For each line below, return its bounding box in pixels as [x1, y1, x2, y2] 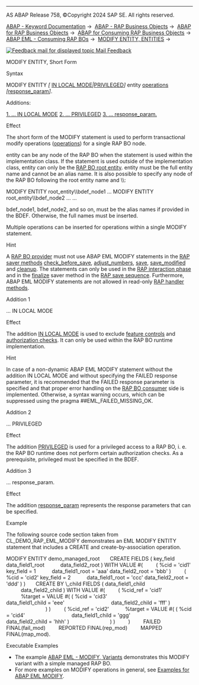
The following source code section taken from [6, 531, 118, 538]
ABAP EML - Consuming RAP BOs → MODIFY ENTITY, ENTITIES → [6, 36, 171, 42]
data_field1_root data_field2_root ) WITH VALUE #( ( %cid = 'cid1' [6, 561, 191, 568]
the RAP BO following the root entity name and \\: [6, 177, 126, 184]
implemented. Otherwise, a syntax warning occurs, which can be [6, 391, 165, 398]
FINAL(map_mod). [6, 630, 51, 638]
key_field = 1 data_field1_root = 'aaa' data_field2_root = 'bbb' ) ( [6, 568, 187, 575]
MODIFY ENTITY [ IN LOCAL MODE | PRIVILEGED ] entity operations [6, 81, 169, 88]
